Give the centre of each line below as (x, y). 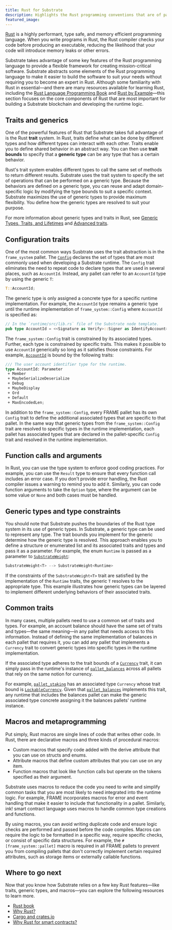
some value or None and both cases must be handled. (61, 495)
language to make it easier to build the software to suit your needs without (84, 77)
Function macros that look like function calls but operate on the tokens (87, 771)
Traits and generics (37, 120)
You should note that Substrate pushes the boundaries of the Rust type (80, 524)
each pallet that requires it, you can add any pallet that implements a (78, 642)
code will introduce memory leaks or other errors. (58, 51)
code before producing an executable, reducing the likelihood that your (80, 45)
